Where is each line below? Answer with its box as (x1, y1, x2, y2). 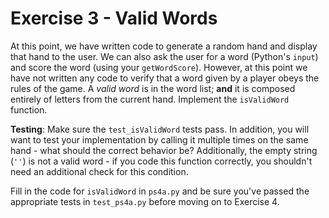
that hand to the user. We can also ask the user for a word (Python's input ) (10, 50, 319, 62)
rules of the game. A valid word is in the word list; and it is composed (10, 82, 296, 94)
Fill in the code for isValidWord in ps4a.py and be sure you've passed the (10, 185, 310, 197)
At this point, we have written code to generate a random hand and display (10, 40, 318, 52)
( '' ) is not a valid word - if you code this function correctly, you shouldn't (10, 155, 313, 167)
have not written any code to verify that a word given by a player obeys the (10, 72, 320, 84)
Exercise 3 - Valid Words (10, 7, 218, 30)
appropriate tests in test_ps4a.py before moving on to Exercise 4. (10, 195, 280, 207)
